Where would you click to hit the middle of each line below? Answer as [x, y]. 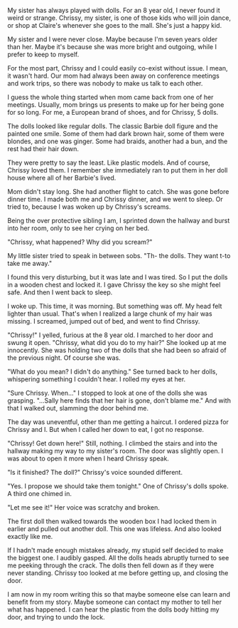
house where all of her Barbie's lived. [62, 178]
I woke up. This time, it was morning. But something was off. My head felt [115, 306]
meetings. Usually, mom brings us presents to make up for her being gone [116, 105]
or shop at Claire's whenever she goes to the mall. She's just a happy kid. [115, 25]
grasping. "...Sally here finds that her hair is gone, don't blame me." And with [119, 401]
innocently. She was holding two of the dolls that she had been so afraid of [117, 350]
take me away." [29, 263]
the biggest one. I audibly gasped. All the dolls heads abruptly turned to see [118, 558]
